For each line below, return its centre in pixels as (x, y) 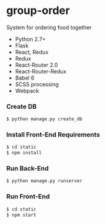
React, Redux (31, 52)
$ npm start (21, 215)
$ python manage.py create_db (45, 119)
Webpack (27, 90)
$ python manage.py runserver (45, 181)
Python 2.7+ (30, 39)
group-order (38, 11)
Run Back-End (28, 169)
